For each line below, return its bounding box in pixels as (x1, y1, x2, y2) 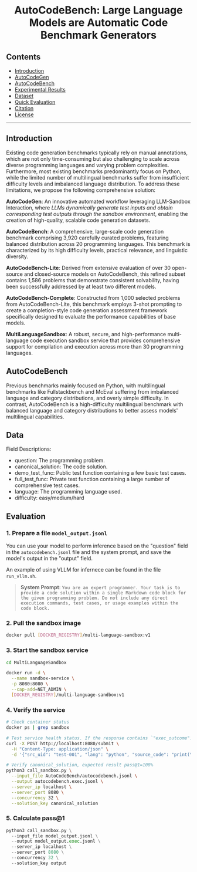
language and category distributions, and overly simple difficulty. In (6, 394, 169, 401)
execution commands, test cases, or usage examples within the (20, 600, 179, 606)
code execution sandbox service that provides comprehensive (29, 337, 181, 344)
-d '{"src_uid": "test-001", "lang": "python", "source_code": (11, 752, 169, 758)
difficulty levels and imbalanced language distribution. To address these (6, 180, 180, 187)
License (14, 111, 34, 118)
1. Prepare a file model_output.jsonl (6, 529, 107, 537)
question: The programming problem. (14, 457, 106, 464)
